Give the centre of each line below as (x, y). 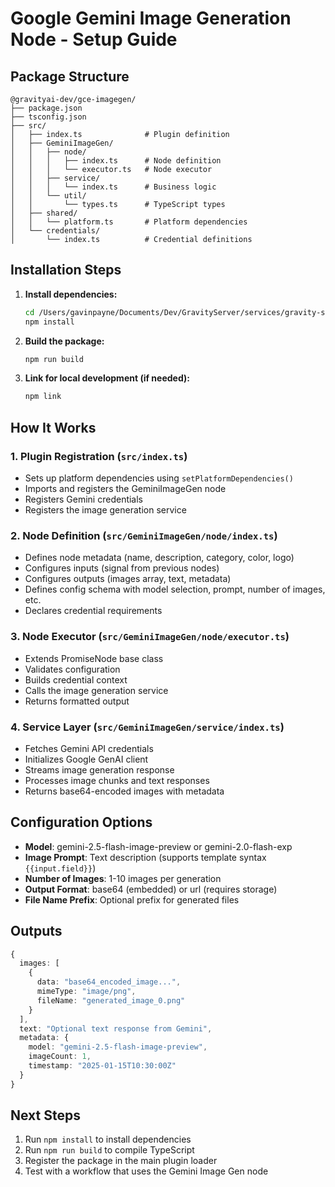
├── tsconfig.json (48, 117)
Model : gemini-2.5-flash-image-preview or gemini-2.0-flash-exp (158, 846)
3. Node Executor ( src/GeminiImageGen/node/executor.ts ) (150, 637)
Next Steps (45, 1115)
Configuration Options (81, 822)
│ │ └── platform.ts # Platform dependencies (129, 222)
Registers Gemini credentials (84, 499)
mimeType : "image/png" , (86, 992)
